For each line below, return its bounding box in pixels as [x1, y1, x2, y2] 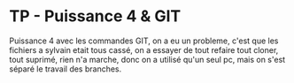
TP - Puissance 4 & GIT [9, 6, 182, 26]
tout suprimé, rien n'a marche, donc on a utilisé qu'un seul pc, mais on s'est [9, 54, 286, 64]
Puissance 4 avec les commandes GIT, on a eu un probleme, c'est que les [9, 35, 279, 46]
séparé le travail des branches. [9, 64, 122, 74]
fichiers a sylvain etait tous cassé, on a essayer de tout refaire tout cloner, [9, 44, 279, 55]
